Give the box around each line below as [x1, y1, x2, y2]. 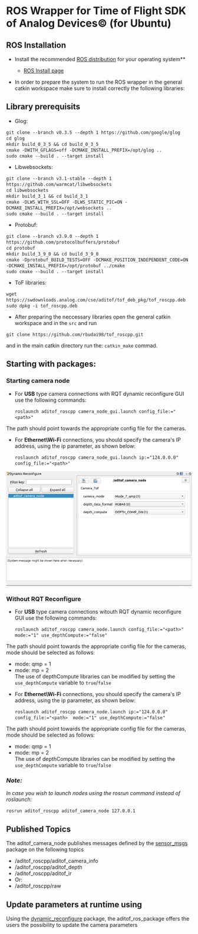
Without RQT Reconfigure [6, 595, 81, 603]
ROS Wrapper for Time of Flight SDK [6, 4, 187, 18]
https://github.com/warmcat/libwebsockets [6, 181, 112, 187]
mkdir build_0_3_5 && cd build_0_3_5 [6, 141, 99, 147]
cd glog [6, 135, 25, 141]
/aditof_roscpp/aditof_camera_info [14, 857, 98, 865]
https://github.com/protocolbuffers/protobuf [6, 239, 120, 245]
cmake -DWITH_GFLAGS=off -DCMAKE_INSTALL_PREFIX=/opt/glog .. [6, 147, 162, 153]
